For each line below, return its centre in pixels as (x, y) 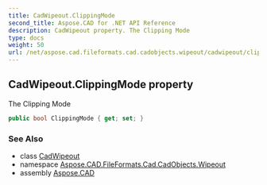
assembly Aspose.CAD (57, 172)
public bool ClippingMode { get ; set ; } (76, 118)
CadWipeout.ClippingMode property (101, 85)
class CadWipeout (50, 156)
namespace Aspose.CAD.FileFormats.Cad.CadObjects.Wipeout (123, 164)
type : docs (26, 38)
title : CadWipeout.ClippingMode (62, 15)
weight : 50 (26, 45)
